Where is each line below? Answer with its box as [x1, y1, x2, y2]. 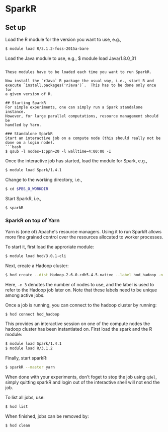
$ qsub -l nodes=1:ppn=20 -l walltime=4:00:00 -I [5, 149, 112, 154]
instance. [5, 109, 26, 114]
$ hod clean [5, 423, 30, 428]
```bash [5, 144, 22, 149]
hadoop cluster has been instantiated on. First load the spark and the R [5, 326, 152, 332]
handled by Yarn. [5, 122, 42, 128]
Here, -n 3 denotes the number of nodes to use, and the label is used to [5, 281, 154, 287]
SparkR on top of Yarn [5, 217, 60, 224]
